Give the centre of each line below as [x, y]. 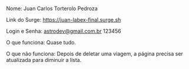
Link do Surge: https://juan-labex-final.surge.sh [64, 20]
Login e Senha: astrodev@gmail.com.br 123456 [64, 31]
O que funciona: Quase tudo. [41, 42]
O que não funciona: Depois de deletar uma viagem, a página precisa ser [95, 54]
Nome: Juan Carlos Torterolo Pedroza [52, 8]
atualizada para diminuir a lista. [44, 60]
